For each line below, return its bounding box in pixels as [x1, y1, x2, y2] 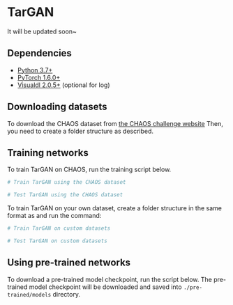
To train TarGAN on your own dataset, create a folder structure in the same [7, 204, 222, 212]
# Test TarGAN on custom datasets [7, 237, 108, 244]
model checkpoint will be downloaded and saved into [29, 283, 183, 291]
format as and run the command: [7, 212, 102, 220]
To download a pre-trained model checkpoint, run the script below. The [7, 275, 213, 283]
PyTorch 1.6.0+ [17, 73, 61, 81]
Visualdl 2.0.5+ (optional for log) [17, 81, 110, 89]
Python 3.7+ [17, 65, 53, 74]
